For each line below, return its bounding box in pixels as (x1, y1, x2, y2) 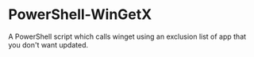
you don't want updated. (8, 40, 89, 49)
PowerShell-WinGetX (8, 6, 152, 24)
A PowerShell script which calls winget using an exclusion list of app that (8, 32, 247, 41)
